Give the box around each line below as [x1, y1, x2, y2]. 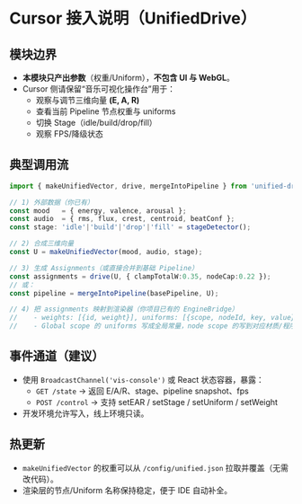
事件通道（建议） [9, 349, 104, 364]
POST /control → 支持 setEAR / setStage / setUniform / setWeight [35, 396, 279, 407]
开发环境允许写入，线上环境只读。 [22, 408, 149, 419]
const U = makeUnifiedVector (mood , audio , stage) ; [9, 248, 203, 257]
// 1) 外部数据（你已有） [9, 198, 94, 207]
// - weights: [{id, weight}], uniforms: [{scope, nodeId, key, [9, 314, 268, 323]
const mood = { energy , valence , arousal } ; [9, 206, 187, 216]
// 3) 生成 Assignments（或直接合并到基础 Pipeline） [9, 263, 199, 272]
